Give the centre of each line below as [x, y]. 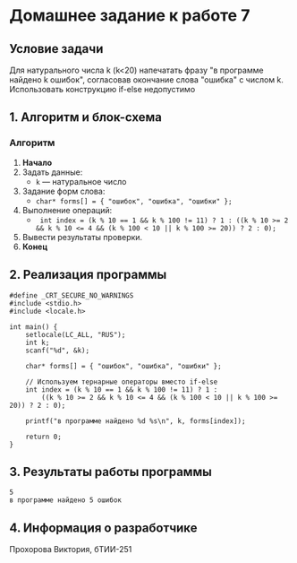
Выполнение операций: [67, 210]
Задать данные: [52, 172]
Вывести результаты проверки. [82, 237]
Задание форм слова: [64, 191]
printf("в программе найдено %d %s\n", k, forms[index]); [136, 421]
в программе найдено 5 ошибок [66, 500]
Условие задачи [56, 49]
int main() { [34, 327]
